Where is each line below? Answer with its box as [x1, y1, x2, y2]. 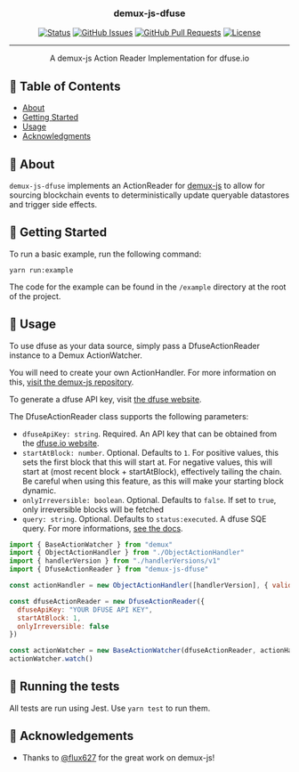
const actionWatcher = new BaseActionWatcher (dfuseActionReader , [9, 646, 256, 655]
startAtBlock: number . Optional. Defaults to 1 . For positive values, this [21, 447, 279, 458]
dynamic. [21, 484, 57, 496]
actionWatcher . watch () [9, 654, 93, 663]
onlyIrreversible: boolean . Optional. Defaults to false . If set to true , [21, 494, 277, 505]
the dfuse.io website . [21, 437, 100, 448]
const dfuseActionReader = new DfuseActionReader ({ [9, 597, 205, 605]
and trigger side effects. [9, 199, 98, 209]
